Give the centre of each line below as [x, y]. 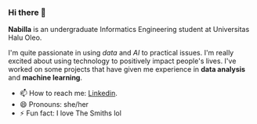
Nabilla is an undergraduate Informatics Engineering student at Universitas [129, 30]
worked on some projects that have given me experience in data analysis [127, 69]
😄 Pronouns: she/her [54, 105]
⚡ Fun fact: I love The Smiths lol [70, 113]
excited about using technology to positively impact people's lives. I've [122, 61]
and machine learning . [45, 78]
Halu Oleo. [25, 37]
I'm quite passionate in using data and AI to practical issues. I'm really [121, 53]
